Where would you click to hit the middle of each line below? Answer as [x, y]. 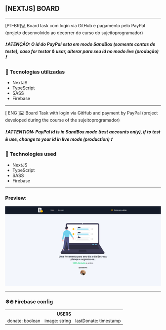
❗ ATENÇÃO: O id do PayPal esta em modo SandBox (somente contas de [80, 44]
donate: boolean [24, 321]
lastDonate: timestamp [98, 321]
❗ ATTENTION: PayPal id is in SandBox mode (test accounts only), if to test [83, 132]
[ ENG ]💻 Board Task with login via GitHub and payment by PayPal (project [82, 113]
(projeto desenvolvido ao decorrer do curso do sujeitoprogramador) [74, 33]
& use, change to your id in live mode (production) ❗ [59, 139]
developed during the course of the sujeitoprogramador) [62, 120]
